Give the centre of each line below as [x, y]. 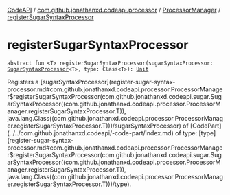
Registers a [23, 82]
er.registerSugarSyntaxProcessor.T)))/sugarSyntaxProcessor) [94, 126]
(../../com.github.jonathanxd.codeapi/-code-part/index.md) [90, 133]
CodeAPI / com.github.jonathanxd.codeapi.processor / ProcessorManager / [114, 10]
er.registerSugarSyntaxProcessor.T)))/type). [69, 184]
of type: [186, 133]
